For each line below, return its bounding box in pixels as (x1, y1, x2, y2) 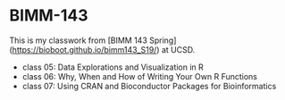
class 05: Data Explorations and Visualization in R (21, 62, 204, 72)
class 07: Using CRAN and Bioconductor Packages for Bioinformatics (21, 80, 277, 91)
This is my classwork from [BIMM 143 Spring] (9, 35, 177, 46)
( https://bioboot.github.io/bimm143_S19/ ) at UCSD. (9, 44, 196, 54)
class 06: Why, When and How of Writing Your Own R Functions (21, 71, 257, 81)
